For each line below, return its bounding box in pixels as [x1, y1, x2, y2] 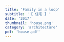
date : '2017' [5, 16, 32, 21]
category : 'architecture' [5, 25, 58, 30]
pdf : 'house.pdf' [5, 29, 41, 34]
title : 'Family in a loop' [5, 7, 60, 12]
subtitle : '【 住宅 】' [5, 12, 50, 16]
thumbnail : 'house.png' [5, 20, 54, 26]
